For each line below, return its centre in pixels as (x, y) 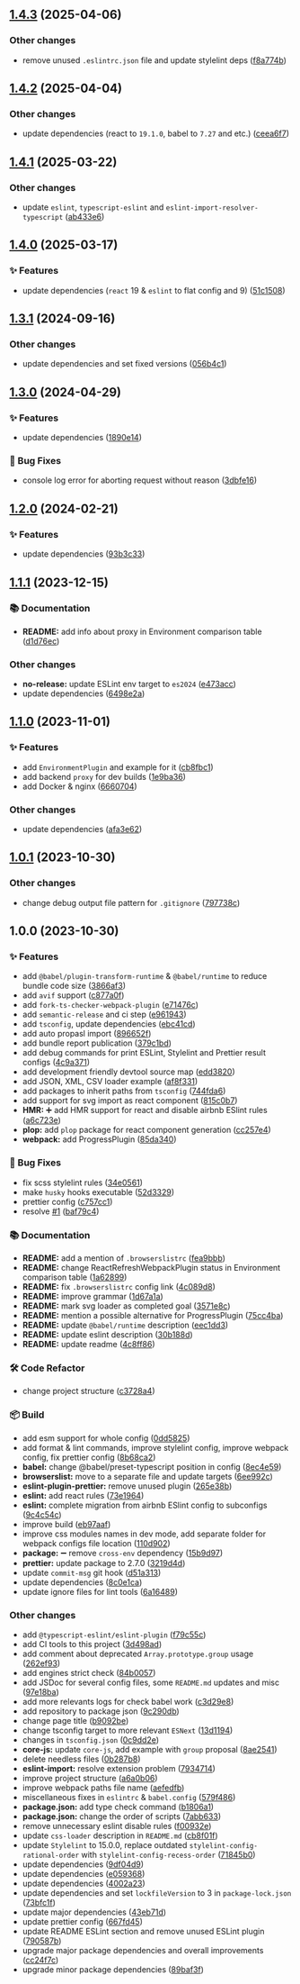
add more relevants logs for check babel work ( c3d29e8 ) (128, 1701)
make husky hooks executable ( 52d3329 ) (98, 1191)
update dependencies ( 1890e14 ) (82, 438)
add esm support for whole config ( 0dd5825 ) (106, 1438)
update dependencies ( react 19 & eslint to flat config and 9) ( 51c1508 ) (154, 290)
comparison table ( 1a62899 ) (75, 1277)
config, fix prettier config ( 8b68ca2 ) (89, 1457)
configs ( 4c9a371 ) (56, 1063)
